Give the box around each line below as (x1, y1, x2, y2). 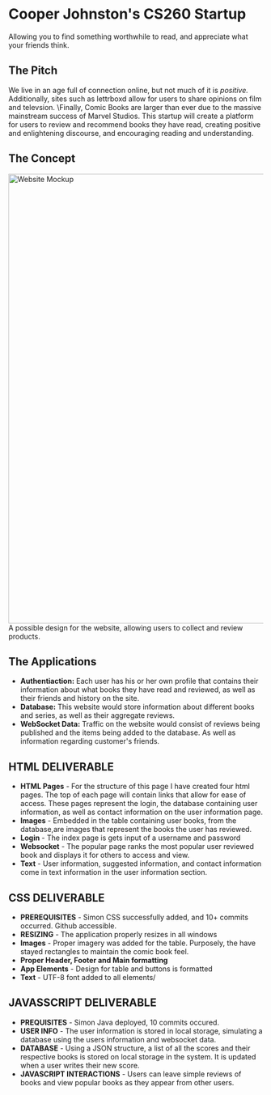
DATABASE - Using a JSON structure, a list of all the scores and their (19, 1043, 251, 1053)
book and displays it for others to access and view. (19, 851, 190, 860)
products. (8, 631, 40, 641)
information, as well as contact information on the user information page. (19, 807, 263, 817)
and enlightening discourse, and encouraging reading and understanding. (8, 128, 254, 138)
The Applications (8, 655, 97, 668)
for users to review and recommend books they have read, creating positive (8, 119, 261, 129)
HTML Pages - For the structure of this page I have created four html (19, 782, 251, 792)
